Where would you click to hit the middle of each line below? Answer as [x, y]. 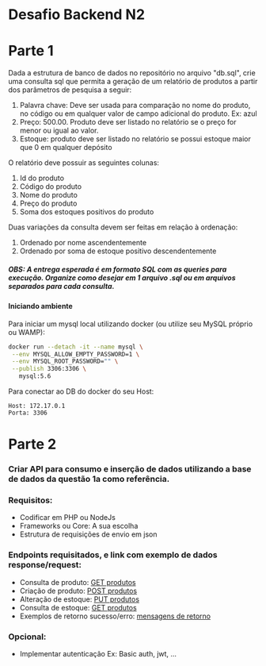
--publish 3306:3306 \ [49, 369]
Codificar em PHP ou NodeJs [68, 518]
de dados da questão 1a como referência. [89, 479]
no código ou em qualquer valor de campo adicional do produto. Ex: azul [138, 114]
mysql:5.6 [35, 376]
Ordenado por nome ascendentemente [83, 243]
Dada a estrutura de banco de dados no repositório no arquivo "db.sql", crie [132, 73]
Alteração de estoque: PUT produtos [80, 599]
